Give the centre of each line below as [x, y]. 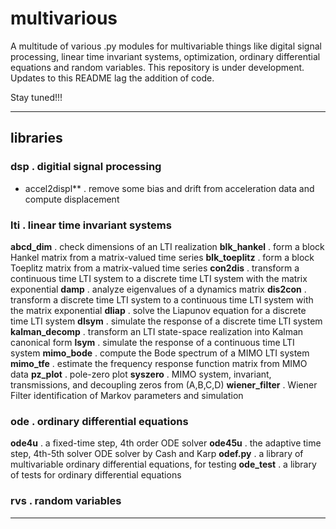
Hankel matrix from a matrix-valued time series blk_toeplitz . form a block [162, 257]
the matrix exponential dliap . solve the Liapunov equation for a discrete [158, 310]
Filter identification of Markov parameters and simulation [127, 395]
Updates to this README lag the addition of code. [112, 78]
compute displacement [72, 199]
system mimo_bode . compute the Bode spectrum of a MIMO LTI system [160, 353]
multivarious [64, 18]
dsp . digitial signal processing [86, 167]
